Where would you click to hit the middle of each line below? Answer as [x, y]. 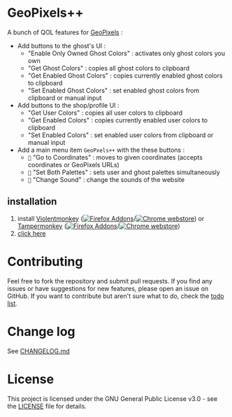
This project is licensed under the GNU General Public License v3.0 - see [113, 398]
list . [12, 303]
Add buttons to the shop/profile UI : [68, 105]
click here [31, 233]
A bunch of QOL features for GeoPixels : [65, 32]
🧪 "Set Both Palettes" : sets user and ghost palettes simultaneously [124, 172]
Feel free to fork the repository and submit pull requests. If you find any [110, 281]
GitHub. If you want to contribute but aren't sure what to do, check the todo [116, 296]
